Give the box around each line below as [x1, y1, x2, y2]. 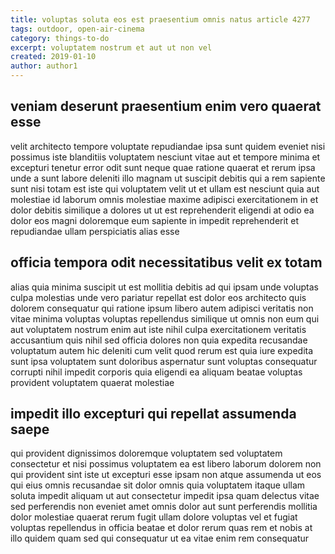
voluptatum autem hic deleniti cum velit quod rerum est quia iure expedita [10, 344, 314, 356]
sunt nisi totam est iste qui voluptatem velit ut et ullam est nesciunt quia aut [10, 182, 320, 195]
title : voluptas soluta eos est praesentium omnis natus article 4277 [10, 14, 311, 25]
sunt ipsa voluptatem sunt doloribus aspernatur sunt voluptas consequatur [10, 355, 318, 367]
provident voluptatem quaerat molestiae [10, 376, 175, 388]
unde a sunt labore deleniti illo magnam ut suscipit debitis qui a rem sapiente [10, 172, 326, 184]
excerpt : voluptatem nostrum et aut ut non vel [10, 42, 213, 53]
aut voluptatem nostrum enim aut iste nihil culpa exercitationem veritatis [10, 323, 307, 335]
